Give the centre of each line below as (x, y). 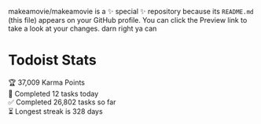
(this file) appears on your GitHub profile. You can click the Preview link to (128, 20)
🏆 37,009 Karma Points (46, 82)
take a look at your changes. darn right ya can (83, 28)
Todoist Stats (52, 60)
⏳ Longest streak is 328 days (56, 111)
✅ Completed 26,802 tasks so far (62, 102)
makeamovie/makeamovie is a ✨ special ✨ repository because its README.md (131, 11)
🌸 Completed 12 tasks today (53, 93)
